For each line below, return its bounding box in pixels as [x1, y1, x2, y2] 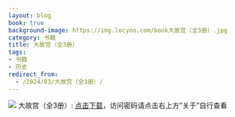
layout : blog [8, 11, 52, 20]
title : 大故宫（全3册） [8, 41, 79, 49]
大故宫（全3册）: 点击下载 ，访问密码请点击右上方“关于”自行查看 [17, 100, 228, 110]
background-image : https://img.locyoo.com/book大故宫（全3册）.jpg [8, 26, 228, 34]
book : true [8, 19, 44, 27]
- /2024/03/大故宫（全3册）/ [15, 77, 103, 85]
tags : [8, 48, 26, 56]
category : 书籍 [8, 33, 56, 42]
